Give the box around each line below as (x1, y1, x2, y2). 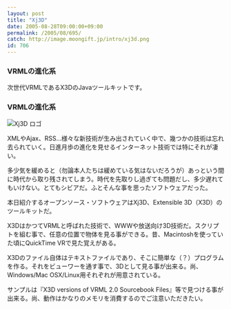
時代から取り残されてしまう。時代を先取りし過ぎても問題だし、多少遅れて (12, 174, 224, 183)
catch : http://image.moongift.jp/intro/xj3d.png (7, 36, 150, 43)
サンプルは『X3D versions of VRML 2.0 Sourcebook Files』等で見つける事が (7, 285, 224, 294)
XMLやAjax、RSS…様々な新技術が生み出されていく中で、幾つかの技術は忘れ (7, 134, 224, 142)
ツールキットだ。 (7, 207, 56, 215)
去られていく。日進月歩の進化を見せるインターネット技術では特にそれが (7, 142, 212, 151)
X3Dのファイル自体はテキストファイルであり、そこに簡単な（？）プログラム (7, 253, 224, 261)
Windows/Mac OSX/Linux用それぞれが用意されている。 (7, 270, 164, 279)
